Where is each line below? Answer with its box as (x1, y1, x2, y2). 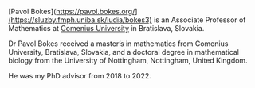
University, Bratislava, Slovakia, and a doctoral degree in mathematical (8, 48, 239, 56)
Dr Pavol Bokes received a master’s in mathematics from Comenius (8, 39, 229, 48)
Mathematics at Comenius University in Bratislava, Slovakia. (8, 24, 205, 33)
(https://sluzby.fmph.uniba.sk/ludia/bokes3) (8, 15, 153, 25)
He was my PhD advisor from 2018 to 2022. (8, 71, 151, 80)
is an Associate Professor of (154, 15, 246, 25)
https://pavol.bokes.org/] (55, 7, 138, 16)
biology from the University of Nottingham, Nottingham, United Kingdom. (8, 55, 249, 65)
